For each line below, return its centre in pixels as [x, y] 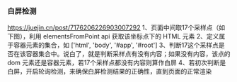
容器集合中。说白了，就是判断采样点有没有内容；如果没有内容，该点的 [128, 54]
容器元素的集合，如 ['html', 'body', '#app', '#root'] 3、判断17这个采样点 [116, 45]
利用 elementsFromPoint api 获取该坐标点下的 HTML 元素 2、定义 [124, 36]
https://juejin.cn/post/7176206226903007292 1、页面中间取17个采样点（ [113, 28]
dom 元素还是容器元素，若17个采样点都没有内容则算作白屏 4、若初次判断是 [117, 63]
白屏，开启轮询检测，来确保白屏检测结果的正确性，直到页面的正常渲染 [110, 71]
